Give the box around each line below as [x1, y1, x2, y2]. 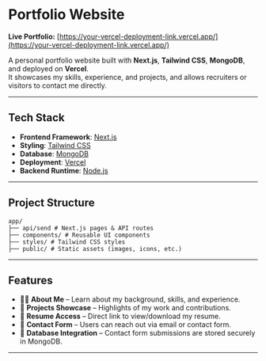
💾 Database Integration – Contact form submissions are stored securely [19, 329, 256, 338]
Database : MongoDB [19, 149, 89, 158]
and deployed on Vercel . [8, 63, 89, 73]
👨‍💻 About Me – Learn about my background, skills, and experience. [19, 294, 241, 304]
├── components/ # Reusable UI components [8, 231, 150, 239]
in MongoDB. [19, 336, 63, 346]
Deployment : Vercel [19, 157, 86, 167]
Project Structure [8, 196, 95, 210]
